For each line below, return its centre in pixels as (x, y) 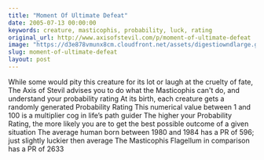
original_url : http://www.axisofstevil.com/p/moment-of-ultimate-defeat (130, 37)
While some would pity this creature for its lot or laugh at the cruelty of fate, (131, 82)
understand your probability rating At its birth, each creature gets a (116, 99)
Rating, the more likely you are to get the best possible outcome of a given (128, 124)
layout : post (29, 60)
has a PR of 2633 (36, 149)
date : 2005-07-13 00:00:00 (52, 23)
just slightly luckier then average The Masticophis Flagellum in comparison (129, 140)
